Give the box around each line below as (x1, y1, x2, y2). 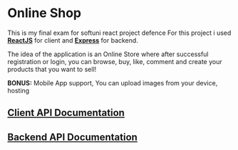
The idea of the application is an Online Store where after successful (7, 50, 209, 58)
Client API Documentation (7, 107, 125, 119)
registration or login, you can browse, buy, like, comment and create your (7, 57, 222, 65)
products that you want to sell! (7, 65, 97, 73)
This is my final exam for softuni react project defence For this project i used (7, 28, 232, 37)
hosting (7, 86, 30, 95)
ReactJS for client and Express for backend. (7, 36, 139, 44)
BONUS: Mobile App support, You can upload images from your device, (7, 78, 218, 87)
